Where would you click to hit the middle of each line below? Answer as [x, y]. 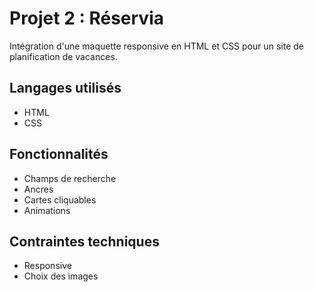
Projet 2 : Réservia [86, 18]
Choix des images [61, 276]
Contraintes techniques [84, 241]
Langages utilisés [65, 88]
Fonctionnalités [59, 154]
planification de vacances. [63, 56]
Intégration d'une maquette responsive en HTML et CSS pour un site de [157, 46]
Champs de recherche [70, 178]
